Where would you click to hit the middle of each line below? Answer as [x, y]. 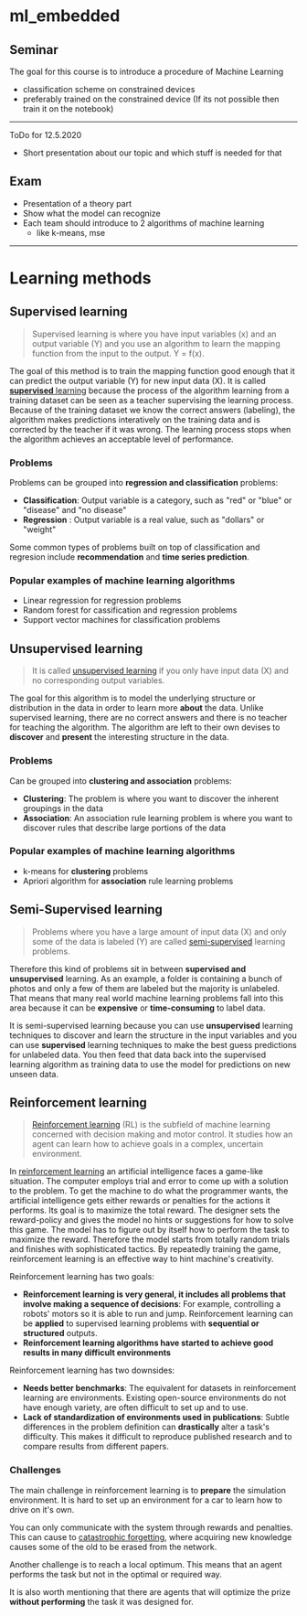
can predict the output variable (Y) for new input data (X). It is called [138, 380]
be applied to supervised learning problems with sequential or [141, 1323]
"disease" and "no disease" [74, 510]
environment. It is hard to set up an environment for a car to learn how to [146, 1500]
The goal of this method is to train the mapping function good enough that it [152, 370]
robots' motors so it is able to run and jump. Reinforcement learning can [158, 1314]
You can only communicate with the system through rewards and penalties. [151, 1527]
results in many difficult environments [97, 1353]
